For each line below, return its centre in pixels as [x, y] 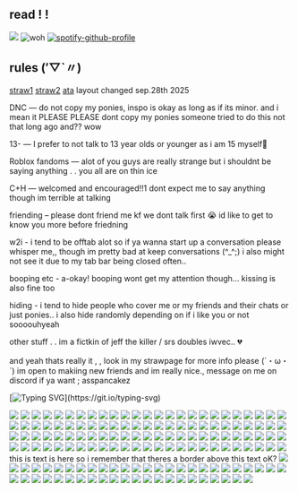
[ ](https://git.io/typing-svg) [85, 397]
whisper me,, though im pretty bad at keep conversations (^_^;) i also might [147, 251]
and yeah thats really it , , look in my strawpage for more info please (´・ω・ [149, 360]
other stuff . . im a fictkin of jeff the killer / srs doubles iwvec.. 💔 [126, 341]
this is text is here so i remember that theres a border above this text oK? [143, 458]
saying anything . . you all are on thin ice [84, 170]
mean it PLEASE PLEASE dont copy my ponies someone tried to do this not [147, 117]
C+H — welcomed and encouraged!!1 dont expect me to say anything [137, 188]
